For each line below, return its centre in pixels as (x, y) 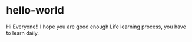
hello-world (35, 10)
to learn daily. (23, 33)
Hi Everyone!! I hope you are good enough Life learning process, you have (96, 27)
